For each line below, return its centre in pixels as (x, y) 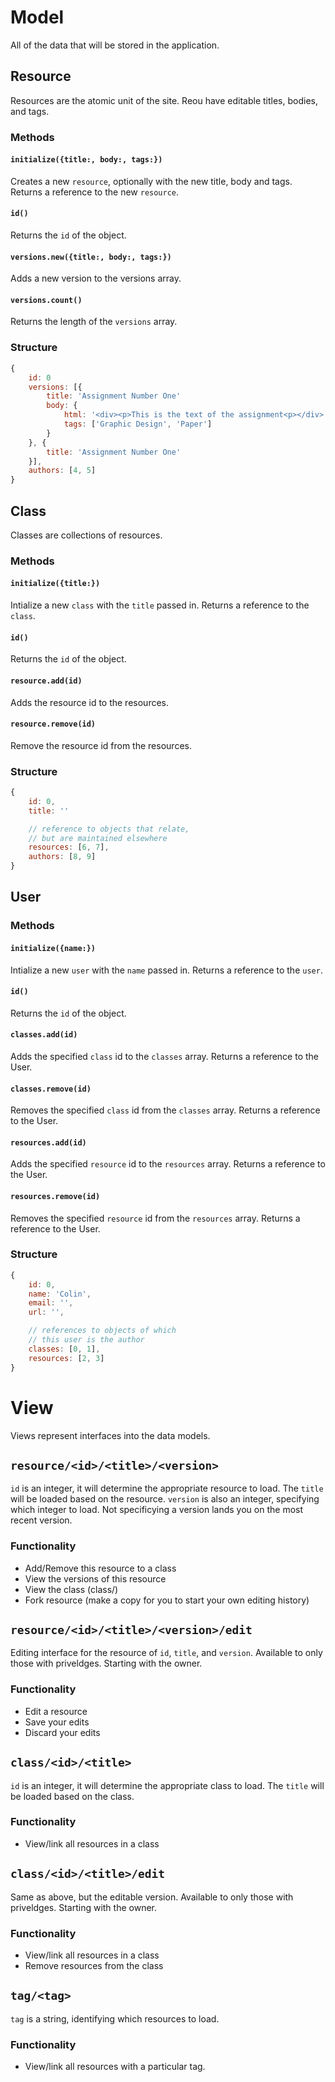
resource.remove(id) (53, 724)
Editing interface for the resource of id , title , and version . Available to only (166, 1653)
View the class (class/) (71, 1589)
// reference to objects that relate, (109, 829)
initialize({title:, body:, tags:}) (86, 160)
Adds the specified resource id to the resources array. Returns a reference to (168, 1164)
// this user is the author (86, 1340)
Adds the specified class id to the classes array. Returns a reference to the (165, 1056)
